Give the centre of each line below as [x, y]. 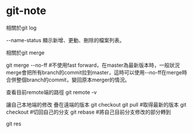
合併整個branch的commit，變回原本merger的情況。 [68, 80]
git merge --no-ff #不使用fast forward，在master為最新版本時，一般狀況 [93, 65]
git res [14, 124]
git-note [26, 11]
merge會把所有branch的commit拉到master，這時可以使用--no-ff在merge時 [96, 72]
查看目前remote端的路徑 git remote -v [51, 92]
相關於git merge [25, 52]
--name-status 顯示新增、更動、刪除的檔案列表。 [65, 40]
